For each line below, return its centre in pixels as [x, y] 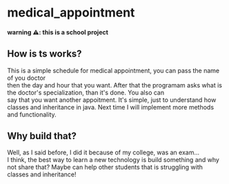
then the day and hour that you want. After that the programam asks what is [115, 85]
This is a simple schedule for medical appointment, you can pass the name [113, 70]
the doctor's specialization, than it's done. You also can [86, 92]
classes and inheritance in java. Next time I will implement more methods [111, 107]
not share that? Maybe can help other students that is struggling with [105, 167]
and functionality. [32, 114]
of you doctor [27, 78]
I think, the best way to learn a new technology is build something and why [113, 160]
